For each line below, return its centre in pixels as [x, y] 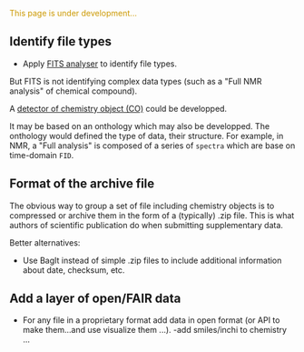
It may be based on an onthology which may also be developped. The [140, 126]
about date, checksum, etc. [74, 270]
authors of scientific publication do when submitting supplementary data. [147, 225]
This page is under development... [74, 13]
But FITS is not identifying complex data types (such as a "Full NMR [136, 81]
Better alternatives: [45, 242]
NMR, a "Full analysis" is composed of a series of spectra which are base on [152, 146]
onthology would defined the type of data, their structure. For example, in [147, 136]
